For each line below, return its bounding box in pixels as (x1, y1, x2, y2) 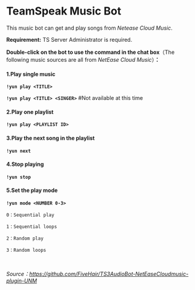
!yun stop (6, 174, 31, 180)
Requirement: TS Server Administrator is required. (6, 36, 133, 43)
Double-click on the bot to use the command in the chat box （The (6, 48, 175, 56)
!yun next (6, 148, 31, 154)
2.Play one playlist (6, 108, 54, 116)
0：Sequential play (6, 212, 55, 218)
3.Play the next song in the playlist (6, 134, 95, 142)
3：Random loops (6, 247, 47, 253)
